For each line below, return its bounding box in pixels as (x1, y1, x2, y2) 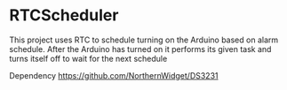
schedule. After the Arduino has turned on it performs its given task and (9, 43, 272, 54)
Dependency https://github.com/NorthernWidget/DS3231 (9, 70, 219, 80)
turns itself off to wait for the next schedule (9, 53, 168, 64)
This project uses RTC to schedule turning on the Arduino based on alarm (9, 34, 279, 45)
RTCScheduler (9, 5, 119, 26)
